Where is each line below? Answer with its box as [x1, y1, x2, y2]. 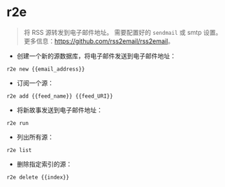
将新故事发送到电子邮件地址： [16, 105, 103, 114]
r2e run [6, 119, 29, 126]
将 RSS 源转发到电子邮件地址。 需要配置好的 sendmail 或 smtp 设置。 [23, 28, 222, 36]
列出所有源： [16, 133, 54, 141]
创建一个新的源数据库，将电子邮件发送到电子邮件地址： [16, 52, 176, 60]
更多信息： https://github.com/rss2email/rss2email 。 [23, 36, 175, 45]
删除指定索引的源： [16, 160, 73, 168]
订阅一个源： [16, 78, 54, 87]
